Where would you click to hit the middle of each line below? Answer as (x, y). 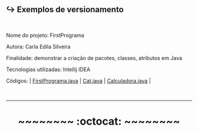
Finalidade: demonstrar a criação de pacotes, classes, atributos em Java (94, 58)
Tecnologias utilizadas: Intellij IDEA (48, 69)
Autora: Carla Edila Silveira (38, 46)
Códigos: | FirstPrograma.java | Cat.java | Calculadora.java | (79, 80)
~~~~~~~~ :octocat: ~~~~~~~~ (99, 121)
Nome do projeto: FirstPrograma (45, 35)
